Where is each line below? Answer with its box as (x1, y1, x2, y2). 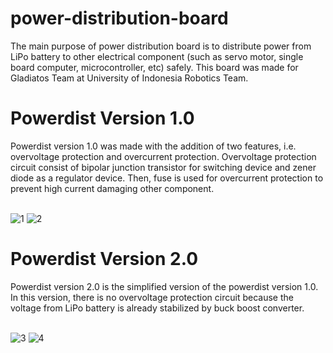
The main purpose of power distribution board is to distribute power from (10, 40, 312, 52)
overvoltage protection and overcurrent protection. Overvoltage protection (10, 150, 317, 162)
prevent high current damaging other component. (10, 182, 215, 194)
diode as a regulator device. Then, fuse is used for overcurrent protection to (10, 172, 324, 184)
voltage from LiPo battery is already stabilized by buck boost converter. (10, 302, 305, 314)
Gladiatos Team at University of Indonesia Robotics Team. (10, 72, 249, 84)
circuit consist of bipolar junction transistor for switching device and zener (10, 161, 317, 173)
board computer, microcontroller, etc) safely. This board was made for (10, 61, 299, 73)
